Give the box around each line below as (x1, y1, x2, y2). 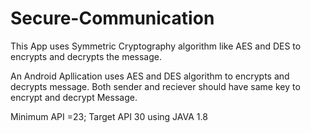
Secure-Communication (10, 7, 215, 30)
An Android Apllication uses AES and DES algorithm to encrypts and (10, 70, 290, 82)
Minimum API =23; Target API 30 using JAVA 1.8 (10, 110, 208, 122)
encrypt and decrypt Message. (10, 91, 138, 103)
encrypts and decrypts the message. (10, 50, 163, 62)
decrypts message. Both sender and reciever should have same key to (10, 80, 301, 92)
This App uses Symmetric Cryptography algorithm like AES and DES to (10, 40, 302, 52)
